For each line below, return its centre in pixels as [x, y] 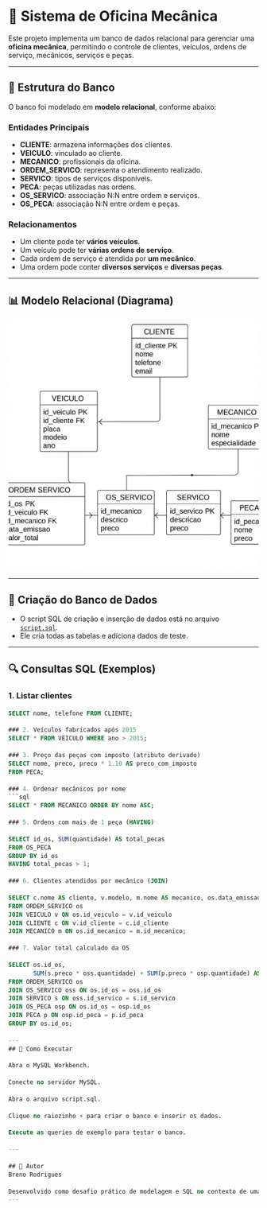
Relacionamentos [43, 224]
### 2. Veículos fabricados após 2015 [72, 730]
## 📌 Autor [26, 1166]
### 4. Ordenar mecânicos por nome [67, 789]
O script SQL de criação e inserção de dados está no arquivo [120, 619]
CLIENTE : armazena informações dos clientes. [96, 145]
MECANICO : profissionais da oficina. [80, 161]
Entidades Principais [49, 127]
